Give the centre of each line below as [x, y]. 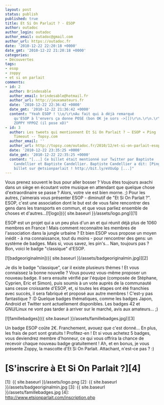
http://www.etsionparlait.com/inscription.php [50, 398]
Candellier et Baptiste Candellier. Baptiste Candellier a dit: [81, 164]
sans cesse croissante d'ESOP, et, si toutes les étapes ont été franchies [77, 288]
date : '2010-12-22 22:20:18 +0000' [41, 46]
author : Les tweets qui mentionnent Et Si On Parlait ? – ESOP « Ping [83, 132]
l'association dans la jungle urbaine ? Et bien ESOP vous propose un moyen [81, 233]
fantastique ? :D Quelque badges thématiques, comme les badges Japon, [79, 299]
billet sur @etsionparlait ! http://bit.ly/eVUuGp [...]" [74, 168]
